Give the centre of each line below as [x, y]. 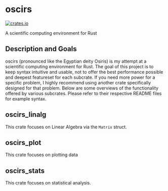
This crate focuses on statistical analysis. [48, 183]
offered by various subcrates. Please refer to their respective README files [83, 93]
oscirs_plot [23, 142]
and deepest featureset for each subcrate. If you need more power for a [80, 77]
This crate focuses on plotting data [42, 155]
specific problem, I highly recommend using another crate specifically [78, 82]
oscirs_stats [25, 171]
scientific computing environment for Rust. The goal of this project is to [79, 66]
